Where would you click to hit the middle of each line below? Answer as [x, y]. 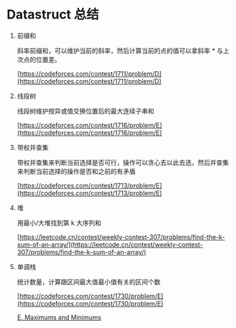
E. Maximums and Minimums [59, 317]
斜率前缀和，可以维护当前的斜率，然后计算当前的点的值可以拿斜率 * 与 [120, 50]
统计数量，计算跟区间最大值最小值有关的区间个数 [88, 282]
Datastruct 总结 [53, 15]
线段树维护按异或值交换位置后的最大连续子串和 [85, 111]
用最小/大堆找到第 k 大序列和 [59, 223]
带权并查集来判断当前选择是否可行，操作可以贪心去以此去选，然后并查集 [123, 162]
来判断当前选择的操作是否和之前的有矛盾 [76, 171]
